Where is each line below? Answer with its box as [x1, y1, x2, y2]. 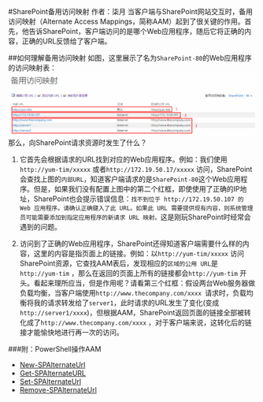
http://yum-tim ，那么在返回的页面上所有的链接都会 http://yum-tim [19, 269, 239, 278]
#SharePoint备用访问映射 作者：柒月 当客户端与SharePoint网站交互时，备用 [8, 7, 254, 16]
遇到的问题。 [19, 222, 61, 232]
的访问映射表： [8, 63, 57, 73]
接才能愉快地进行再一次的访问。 [19, 328, 124, 337]
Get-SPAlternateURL [19, 369, 87, 378]
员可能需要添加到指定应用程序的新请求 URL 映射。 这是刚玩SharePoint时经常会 [19, 212, 252, 222]
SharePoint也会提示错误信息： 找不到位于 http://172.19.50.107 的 [33, 194, 244, 203]
